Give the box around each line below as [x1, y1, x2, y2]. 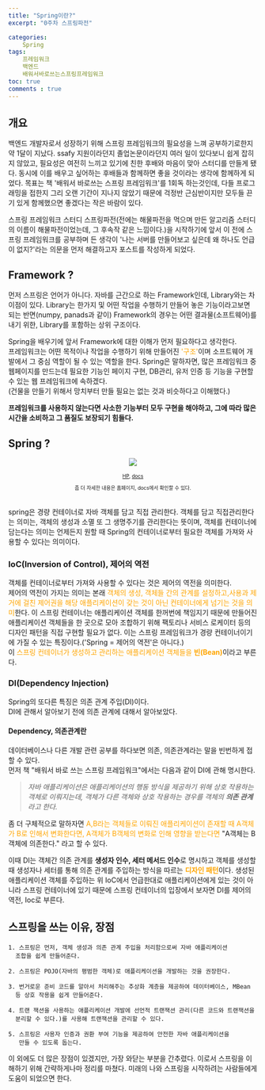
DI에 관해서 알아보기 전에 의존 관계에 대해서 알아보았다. [8, 706, 178, 716]
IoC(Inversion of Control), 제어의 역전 [8, 558, 150, 569]
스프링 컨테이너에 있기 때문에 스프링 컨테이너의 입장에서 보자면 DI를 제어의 [22, 885, 252, 894]
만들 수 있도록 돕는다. [18, 1038, 82, 1046]
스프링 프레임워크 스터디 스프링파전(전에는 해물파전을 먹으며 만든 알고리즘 [8, 215, 235, 224]
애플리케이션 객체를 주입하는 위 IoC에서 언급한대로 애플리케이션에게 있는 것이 [8, 875, 245, 885]
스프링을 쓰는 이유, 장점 [8, 920, 115, 934]
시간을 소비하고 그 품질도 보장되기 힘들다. [8, 413, 134, 423]
